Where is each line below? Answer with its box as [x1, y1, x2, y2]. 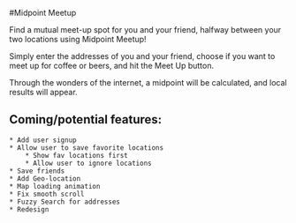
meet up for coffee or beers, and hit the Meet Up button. [9, 61, 215, 71]
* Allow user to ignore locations [25, 159, 152, 167]
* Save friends [9, 167, 65, 175]
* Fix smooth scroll [9, 190, 86, 198]
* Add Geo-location [9, 174, 81, 183]
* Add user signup [9, 136, 77, 145]
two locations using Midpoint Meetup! [9, 34, 148, 44]
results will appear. [9, 87, 78, 97]
